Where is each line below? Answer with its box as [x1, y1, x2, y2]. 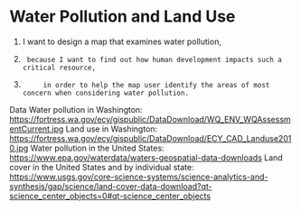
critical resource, [22, 63, 97, 72]
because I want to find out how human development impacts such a [26, 55, 282, 64]
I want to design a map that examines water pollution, [22, 36, 221, 47]
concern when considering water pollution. [22, 88, 190, 97]
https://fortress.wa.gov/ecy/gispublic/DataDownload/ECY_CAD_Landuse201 [9, 132, 292, 143]
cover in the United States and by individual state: [9, 161, 194, 172]
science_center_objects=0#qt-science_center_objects [9, 190, 211, 201]
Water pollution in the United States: [30, 142, 165, 153]
